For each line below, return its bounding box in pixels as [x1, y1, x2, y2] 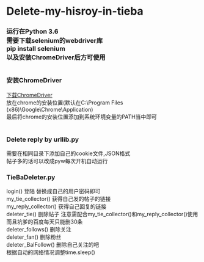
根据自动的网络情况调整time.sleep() [6, 249, 96, 256]
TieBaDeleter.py [6, 173, 56, 181]
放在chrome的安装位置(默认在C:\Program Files [6, 99, 123, 106]
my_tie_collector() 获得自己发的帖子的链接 [6, 195, 111, 203]
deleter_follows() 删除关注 [6, 226, 71, 233]
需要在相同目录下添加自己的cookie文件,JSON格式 [6, 150, 131, 157]
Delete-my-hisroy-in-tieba [6, 4, 144, 18]
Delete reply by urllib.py [6, 135, 79, 144]
